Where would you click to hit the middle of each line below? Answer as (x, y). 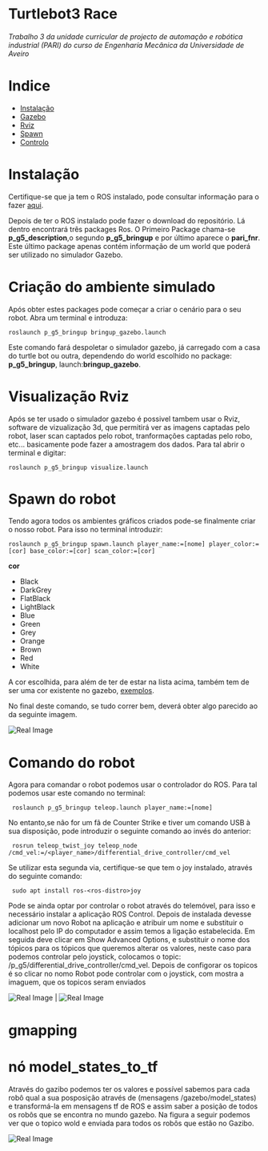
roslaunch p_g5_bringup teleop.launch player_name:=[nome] (112, 808)
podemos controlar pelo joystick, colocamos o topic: (95, 956)
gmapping (43, 1030)
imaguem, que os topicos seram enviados (77, 982)
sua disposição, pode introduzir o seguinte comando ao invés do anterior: (130, 831)
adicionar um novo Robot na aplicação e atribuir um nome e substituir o (126, 923)
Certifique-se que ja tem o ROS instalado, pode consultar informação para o (134, 196)
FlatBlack (35, 599)
